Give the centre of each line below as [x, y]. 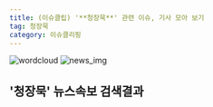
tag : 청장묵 [29, 26]
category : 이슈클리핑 [45, 34]
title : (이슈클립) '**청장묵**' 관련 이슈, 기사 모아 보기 [107, 18]
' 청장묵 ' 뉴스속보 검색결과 [77, 91]
